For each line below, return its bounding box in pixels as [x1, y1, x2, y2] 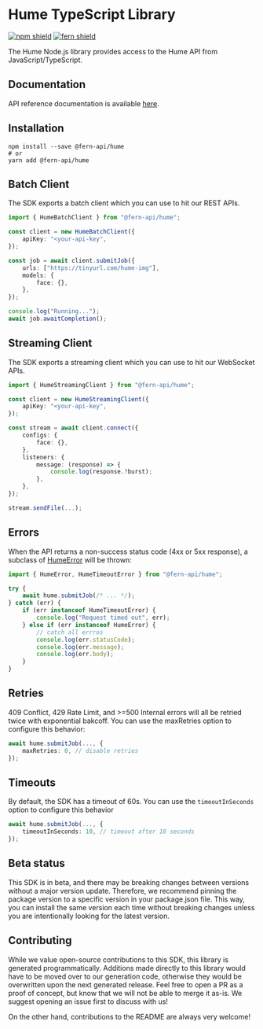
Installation [8, 122, 64, 135]
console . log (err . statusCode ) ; [36, 636, 135, 644]
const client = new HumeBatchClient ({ [8, 228, 135, 236]
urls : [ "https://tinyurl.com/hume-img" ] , [22, 264, 159, 272]
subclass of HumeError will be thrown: [8, 555, 132, 564]
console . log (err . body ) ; [36, 651, 114, 658]
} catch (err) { [8, 599, 61, 607]
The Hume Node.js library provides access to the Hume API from [8, 46, 218, 56]
